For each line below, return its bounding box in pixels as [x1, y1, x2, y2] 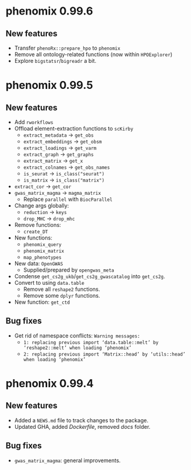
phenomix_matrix [23, 248, 64, 254]
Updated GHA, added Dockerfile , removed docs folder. [14, 423, 151, 430]
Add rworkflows [14, 119, 54, 125]
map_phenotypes [23, 255, 61, 261]
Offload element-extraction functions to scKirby [14, 125, 134, 132]
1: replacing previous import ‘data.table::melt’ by [23, 339, 159, 345]
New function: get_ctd [14, 298, 70, 305]
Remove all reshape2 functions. [23, 286, 101, 293]
